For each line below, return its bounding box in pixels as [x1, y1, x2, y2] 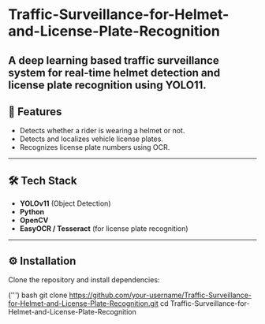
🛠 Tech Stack [8, 173, 77, 187]
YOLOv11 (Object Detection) [19, 199, 112, 208]
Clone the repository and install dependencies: [8, 275, 160, 285]
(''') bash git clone [8, 290, 68, 300]
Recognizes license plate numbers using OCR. [19, 143, 170, 152]
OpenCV [19, 215, 49, 225]
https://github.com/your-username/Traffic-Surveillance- [69, 290, 252, 300]
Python [19, 207, 45, 217]
